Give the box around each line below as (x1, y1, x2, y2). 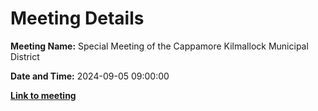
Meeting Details (10, 7, 145, 30)
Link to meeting (10, 89, 77, 101)
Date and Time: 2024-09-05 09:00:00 (10, 70, 170, 82)
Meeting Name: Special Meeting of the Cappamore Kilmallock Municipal (10, 40, 309, 52)
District (10, 50, 40, 62)
